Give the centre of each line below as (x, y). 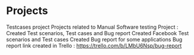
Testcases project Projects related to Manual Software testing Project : (92, 27)
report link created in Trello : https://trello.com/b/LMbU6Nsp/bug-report (94, 46)
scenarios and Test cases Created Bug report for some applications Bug (94, 39)
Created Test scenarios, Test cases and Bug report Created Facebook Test (97, 33)
